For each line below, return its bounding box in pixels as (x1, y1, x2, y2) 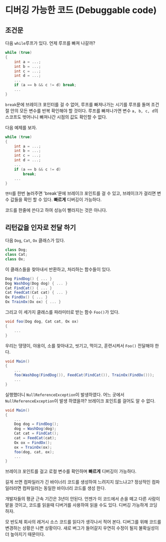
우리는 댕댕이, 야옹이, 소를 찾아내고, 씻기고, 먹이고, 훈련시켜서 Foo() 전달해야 (5, 343, 154, 349)
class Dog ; (5, 247, 28, 252)
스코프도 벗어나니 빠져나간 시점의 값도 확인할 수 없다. (5, 114, 107, 120)
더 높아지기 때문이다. (5, 532, 45, 538)
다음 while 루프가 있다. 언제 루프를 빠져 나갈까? (5, 40, 95, 46)
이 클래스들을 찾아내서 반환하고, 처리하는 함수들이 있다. (5, 266, 111, 272)
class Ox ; (5, 256, 26, 262)
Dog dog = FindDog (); (14, 422, 59, 427)
